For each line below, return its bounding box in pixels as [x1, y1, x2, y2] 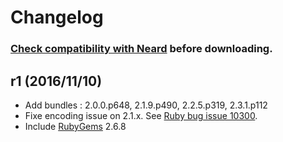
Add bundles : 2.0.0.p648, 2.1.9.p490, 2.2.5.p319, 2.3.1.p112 [24, 99, 268, 111]
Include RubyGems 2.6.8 [24, 120, 127, 132]
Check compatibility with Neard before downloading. [10, 42, 273, 56]
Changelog [10, 6, 104, 29]
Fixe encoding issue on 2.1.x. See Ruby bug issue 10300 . [24, 109, 258, 121]
